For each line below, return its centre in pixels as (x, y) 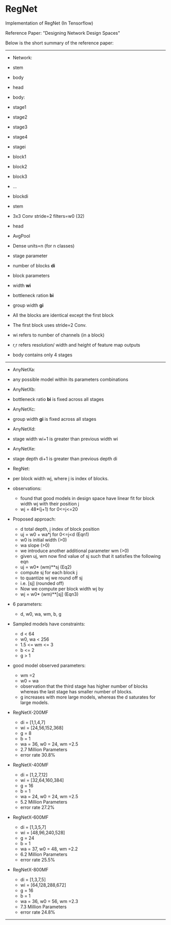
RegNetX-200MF (30, 712)
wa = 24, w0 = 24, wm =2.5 (49, 796)
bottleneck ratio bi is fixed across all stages (58, 399)
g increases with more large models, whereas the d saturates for (88, 697)
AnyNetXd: (24, 429)
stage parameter (30, 256)
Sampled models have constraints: (49, 624)
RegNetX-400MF (31, 764)
